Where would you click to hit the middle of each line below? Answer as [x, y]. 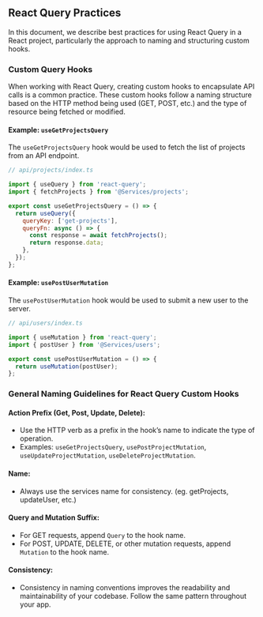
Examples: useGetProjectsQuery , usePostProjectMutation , [113, 447]
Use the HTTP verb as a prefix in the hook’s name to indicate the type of [137, 431]
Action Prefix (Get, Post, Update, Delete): [77, 412]
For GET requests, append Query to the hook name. [103, 535]
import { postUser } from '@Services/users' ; [84, 344]
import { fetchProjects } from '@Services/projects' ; [99, 192]
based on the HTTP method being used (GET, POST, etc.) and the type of [128, 103]
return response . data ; [66, 243]
